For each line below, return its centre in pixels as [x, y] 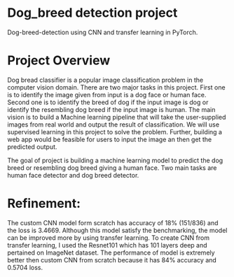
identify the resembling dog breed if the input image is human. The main [111, 109]
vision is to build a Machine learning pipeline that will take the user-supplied [117, 117]
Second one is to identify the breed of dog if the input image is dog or [108, 102]
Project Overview [59, 61]
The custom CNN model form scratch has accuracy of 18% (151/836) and [113, 222]
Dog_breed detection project [92, 13]
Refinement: [44, 204]
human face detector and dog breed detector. [73, 175]
